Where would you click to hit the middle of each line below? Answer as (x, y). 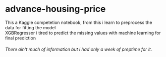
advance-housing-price (55, 9)
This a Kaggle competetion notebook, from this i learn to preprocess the (79, 22)
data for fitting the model (30, 27)
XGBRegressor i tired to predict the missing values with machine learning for (83, 33)
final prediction (21, 38)
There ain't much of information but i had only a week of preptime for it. (79, 49)
